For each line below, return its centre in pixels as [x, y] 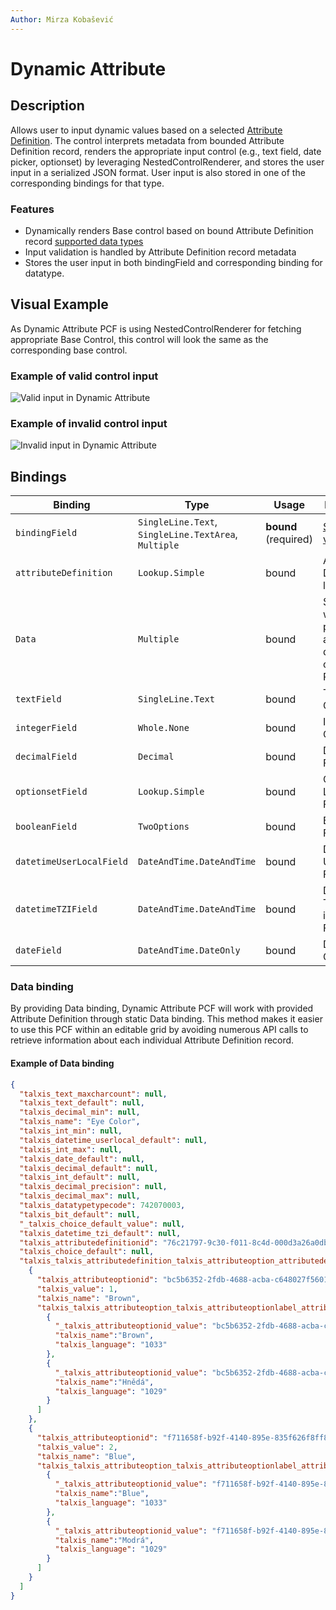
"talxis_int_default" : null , [80, 1177]
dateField [38, 950]
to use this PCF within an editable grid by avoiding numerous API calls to [159, 1030]
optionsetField [51, 792]
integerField [46, 728]
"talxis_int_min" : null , [71, 1131]
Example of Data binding [62, 1063]
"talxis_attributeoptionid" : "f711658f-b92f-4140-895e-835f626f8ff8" [184, 1437]
